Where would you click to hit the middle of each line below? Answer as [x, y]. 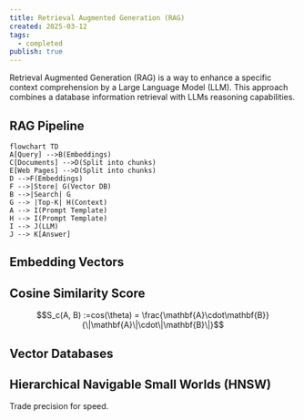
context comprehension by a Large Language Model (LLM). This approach [149, 87]
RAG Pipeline [47, 125]
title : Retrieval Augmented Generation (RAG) [97, 18]
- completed [41, 43]
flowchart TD [34, 147]
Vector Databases [61, 353]
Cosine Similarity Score [77, 293]
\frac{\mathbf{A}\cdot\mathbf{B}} [206, 315]
